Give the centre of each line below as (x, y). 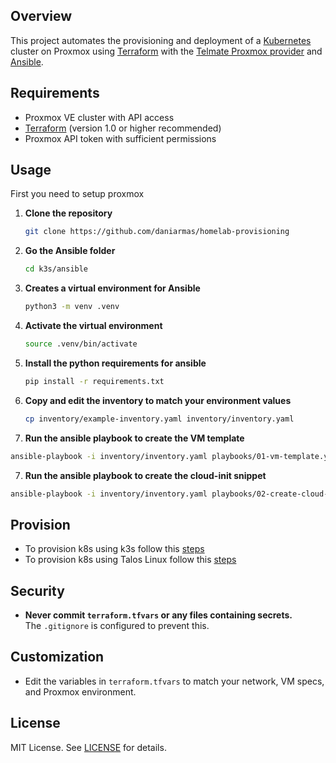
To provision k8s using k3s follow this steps (114, 549)
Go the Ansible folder (70, 251)
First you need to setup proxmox (77, 194)
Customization (57, 657)
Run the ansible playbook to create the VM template (134, 438)
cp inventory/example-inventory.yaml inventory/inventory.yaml (159, 419)
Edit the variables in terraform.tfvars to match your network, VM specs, (174, 681)
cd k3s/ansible (56, 269)
